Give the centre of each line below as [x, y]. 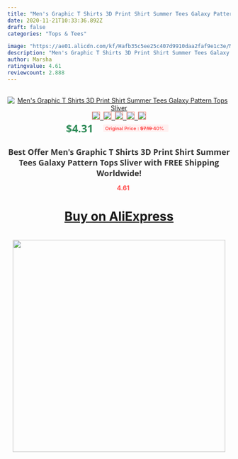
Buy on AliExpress [119, 217]
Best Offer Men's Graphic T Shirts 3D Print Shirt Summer [119, 152]
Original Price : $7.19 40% [135, 128]
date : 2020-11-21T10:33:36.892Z [55, 21]
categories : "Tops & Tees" [47, 34]
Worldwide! [119, 173]
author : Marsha [30, 60]
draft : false [27, 27]
